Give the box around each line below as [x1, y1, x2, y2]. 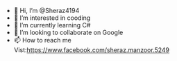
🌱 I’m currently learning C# [13, 21, 91, 29]
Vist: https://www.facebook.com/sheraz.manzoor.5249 [13, 46, 170, 54]
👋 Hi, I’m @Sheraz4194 [13, 7, 80, 14]
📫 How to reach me [13, 36, 71, 44]
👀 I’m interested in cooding [13, 14, 91, 22]
